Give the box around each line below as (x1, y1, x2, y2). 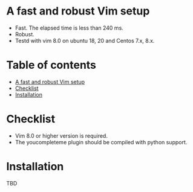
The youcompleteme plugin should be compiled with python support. (15, 138, 188, 146)
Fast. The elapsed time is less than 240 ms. (15, 24, 124, 31)
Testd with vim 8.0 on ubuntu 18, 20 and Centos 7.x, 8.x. (15, 37, 155, 44)
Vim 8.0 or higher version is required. (15, 132, 108, 139)
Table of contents (6, 59, 97, 72)
